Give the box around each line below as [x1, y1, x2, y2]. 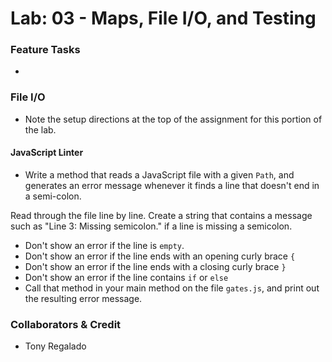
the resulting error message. [24, 292, 143, 304]
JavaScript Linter [10, 147, 84, 159]
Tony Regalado [24, 340, 87, 352]
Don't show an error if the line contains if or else [24, 271, 229, 283]
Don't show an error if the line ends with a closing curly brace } [24, 260, 287, 272]
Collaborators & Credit [10, 317, 122, 331]
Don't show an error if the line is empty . [24, 239, 185, 251]
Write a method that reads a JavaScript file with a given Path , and [24, 168, 295, 181]
